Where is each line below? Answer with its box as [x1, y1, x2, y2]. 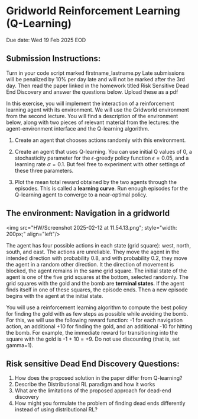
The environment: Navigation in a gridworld [6, 208, 170, 218]
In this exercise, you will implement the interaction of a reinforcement [6, 100, 174, 107]
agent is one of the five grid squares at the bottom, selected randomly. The [6, 273, 189, 280]
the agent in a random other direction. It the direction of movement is [6, 261, 174, 268]
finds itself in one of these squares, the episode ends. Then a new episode [6, 286, 188, 293]
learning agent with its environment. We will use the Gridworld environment [6, 106, 189, 113]
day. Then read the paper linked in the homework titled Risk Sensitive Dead [6, 82, 189, 89]
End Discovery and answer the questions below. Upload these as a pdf [6, 88, 178, 96]
